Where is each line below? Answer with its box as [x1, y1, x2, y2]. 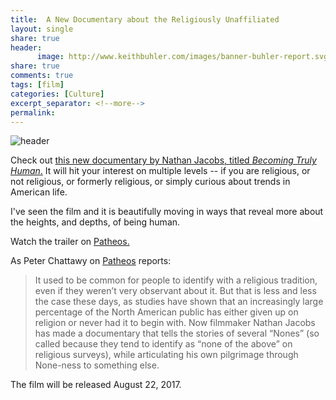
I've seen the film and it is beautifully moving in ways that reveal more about [10, 206, 324, 218]
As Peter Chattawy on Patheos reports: [10, 255, 172, 267]
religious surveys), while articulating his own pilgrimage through [34, 349, 299, 361]
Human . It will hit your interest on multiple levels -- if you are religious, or [10, 165, 311, 177]
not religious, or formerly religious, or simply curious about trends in [10, 176, 291, 188]
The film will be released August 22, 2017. [10, 379, 182, 391]
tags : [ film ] [10, 80, 65, 90]
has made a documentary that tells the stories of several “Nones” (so [34, 327, 320, 340]
